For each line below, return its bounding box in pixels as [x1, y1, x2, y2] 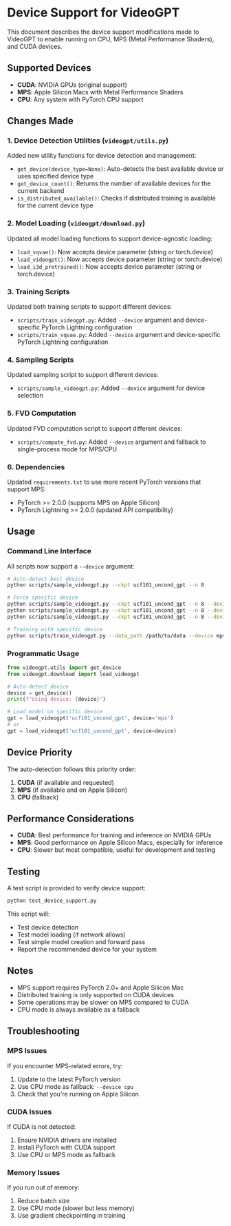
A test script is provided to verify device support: [7, 884, 146, 892]
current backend [16, 187, 65, 195]
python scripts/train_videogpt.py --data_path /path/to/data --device [7, 632, 214, 639]
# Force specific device [7, 594, 78, 601]
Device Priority [7, 746, 73, 759]
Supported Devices [7, 62, 91, 74]
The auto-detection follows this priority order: [7, 765, 136, 773]
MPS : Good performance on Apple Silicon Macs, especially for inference [16, 839, 223, 847]
